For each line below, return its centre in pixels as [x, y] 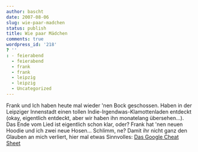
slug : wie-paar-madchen [36, 22]
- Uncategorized [32, 89]
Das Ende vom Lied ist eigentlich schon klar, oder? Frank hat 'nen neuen [95, 124]
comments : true [25, 39]
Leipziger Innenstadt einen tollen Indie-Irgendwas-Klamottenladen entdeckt [99, 111]
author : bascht [25, 12]
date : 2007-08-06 [28, 17]
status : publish [26, 28]
